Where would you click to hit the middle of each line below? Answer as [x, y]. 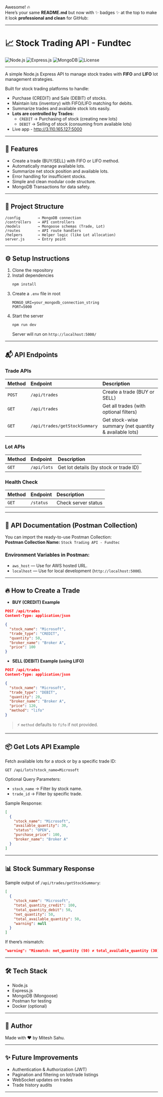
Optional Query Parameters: [33, 779]
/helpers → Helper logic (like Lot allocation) [61, 235]
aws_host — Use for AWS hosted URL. [50, 565]
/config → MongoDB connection [43, 218]
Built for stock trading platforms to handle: [47, 88]
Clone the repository [33, 270]
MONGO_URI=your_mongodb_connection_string [56, 303]
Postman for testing [32, 1001]
